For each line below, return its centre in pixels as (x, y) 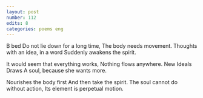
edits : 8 (17, 23)
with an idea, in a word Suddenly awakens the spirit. (71, 53)
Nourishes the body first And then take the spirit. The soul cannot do (92, 82)
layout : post (23, 12)
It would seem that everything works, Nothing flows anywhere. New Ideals (99, 64)
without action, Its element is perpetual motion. (65, 89)
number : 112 (21, 18)
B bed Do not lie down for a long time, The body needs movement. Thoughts (102, 46)
